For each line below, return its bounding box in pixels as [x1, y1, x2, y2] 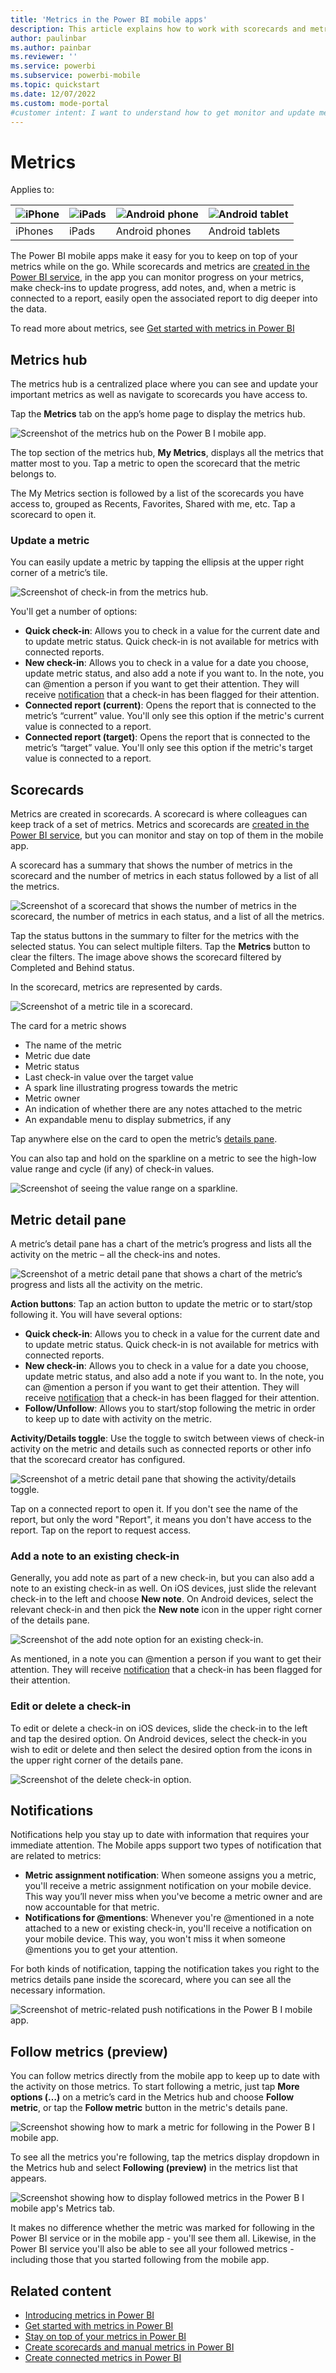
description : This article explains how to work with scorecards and [10, 24, 307, 34]
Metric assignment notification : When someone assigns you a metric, [24, 1869, 317, 1881]
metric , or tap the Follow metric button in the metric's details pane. [10, 2102, 288, 2114]
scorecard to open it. [10, 509, 97, 521]
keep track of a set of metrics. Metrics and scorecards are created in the [10, 819, 310, 831]
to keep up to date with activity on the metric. [24, 1413, 213, 1425]
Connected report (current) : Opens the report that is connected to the [24, 699, 317, 711]
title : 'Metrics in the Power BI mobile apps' [10, 14, 208, 25]
